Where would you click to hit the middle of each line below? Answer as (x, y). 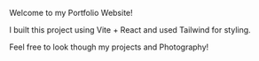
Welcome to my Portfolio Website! (71, 13)
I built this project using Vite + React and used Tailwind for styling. (130, 30)
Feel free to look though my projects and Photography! (109, 47)
